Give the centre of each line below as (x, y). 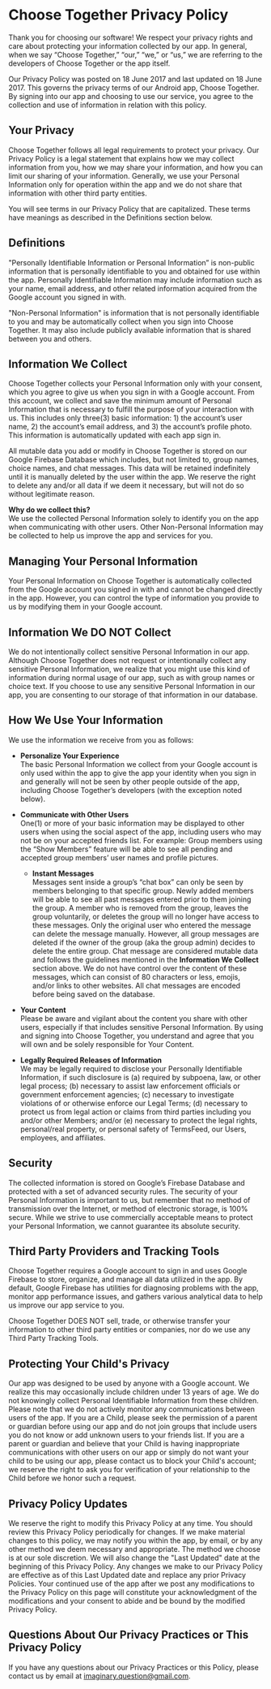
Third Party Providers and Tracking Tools (114, 1252)
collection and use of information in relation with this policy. (108, 105)
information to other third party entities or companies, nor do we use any (129, 1329)
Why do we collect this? (49, 510)
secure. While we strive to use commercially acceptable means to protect (131, 1217)
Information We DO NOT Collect (90, 632)
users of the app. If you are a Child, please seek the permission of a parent (133, 1418)
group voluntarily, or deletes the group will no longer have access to (146, 916)
